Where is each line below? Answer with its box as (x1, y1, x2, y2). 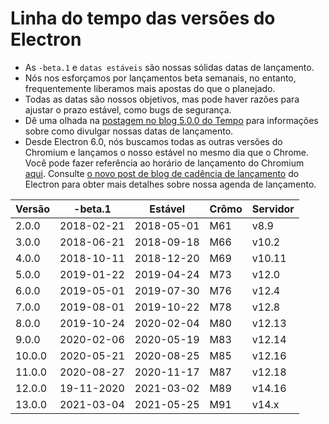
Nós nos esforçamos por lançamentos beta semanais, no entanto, (24, 72, 297, 84)
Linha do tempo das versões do (10, 7, 276, 30)
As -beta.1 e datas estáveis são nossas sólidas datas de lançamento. (24, 61, 315, 73)
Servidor (251, 202, 295, 216)
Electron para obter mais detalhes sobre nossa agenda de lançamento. (24, 178, 317, 190)
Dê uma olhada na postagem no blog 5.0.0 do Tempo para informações (24, 114, 319, 126)
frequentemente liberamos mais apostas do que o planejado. (24, 82, 276, 94)
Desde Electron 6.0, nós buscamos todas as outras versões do (24, 135, 283, 147)
